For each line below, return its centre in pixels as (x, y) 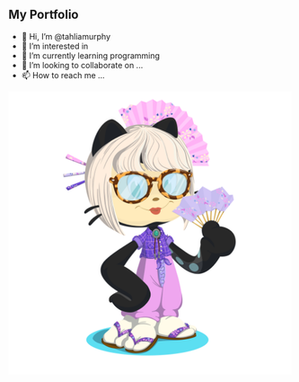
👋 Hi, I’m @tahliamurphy (66, 36)
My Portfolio (44, 15)
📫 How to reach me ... (63, 75)
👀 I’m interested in (55, 46)
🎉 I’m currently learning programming (91, 55)
